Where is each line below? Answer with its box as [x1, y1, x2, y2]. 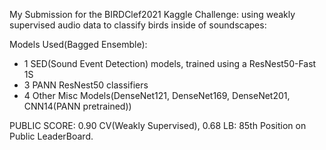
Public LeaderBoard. [9, 130, 94, 142]
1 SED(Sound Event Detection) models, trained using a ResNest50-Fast [23, 58, 317, 69]
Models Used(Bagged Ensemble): [9, 39, 148, 50]
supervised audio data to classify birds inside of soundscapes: [9, 19, 267, 31]
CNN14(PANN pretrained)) [23, 100, 132, 112]
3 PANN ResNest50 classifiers [23, 79, 149, 91]
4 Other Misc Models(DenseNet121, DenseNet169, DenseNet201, [23, 90, 291, 101]
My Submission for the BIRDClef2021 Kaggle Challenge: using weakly [9, 9, 296, 20]
